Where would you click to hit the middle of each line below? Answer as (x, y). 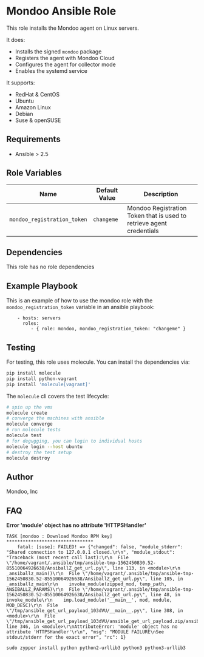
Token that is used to (157, 216)
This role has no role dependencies (50, 267)
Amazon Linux (33, 107)
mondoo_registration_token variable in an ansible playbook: (80, 307)
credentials (143, 231)
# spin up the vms (29, 407)
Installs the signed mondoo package (58, 51)
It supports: (21, 83)
